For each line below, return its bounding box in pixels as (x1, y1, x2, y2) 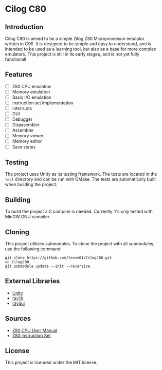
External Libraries (5, 277, 60, 285)
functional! (5, 56, 27, 62)
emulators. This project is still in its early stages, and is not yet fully (5, 51, 140, 57)
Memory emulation (12, 89, 50, 94)
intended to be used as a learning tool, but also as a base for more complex (5, 46, 157, 52)
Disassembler (12, 122, 40, 128)
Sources (5, 314, 31, 323)
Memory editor (12, 138, 42, 144)
